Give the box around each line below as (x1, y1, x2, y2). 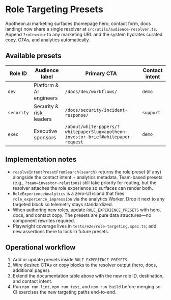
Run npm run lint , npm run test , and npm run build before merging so (12, 284, 161, 290)
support (142, 110, 161, 115)
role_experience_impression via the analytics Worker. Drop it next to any (12, 195, 165, 202)
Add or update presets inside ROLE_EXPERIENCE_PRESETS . (12, 257, 129, 263)
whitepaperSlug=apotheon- (65, 129, 128, 135)
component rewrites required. (12, 217, 75, 223)
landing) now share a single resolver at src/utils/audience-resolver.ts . (5, 26, 158, 32)
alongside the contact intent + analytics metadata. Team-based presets (12, 174, 163, 180)
